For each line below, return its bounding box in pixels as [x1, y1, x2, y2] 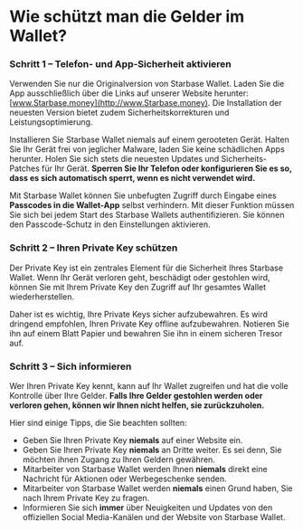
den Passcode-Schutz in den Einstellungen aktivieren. [9, 219, 211, 230]
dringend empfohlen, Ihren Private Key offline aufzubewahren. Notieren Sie [9, 318, 289, 329]
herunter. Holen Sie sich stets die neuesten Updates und [9, 154, 220, 165]
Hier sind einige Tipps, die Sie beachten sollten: [9, 418, 187, 429]
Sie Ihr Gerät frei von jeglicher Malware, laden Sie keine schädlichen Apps [9, 144, 285, 155]
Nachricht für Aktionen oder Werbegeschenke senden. [22, 473, 228, 485]
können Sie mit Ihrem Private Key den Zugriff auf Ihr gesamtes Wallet [9, 281, 267, 292]
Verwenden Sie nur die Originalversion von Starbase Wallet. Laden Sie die [9, 79, 285, 90]
